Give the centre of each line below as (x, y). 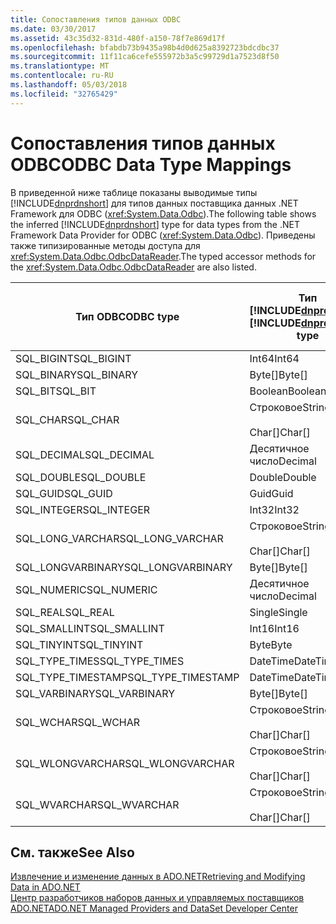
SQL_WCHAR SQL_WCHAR (78, 722)
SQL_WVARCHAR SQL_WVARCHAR (97, 804)
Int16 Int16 (274, 628)
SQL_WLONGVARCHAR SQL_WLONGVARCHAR (125, 763)
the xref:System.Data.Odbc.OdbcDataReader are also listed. (133, 267)
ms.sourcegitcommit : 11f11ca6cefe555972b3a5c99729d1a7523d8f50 (145, 57)
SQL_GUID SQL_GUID (64, 493)
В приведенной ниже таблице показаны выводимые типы (134, 192)
